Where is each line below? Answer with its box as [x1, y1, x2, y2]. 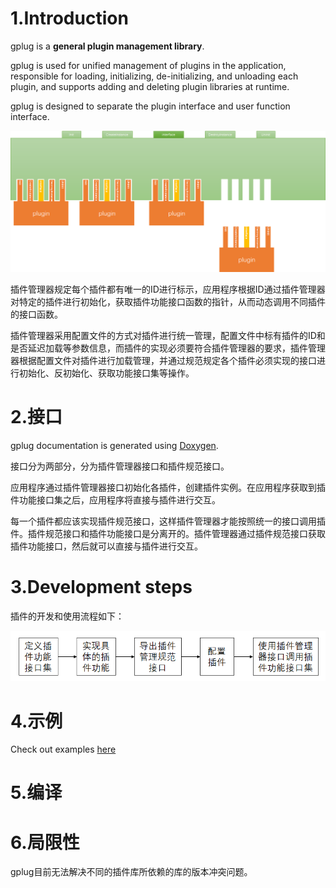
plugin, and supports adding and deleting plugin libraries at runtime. [10, 80, 290, 92]
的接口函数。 [10, 308, 63, 320]
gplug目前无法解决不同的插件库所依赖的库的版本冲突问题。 [10, 866, 253, 878]
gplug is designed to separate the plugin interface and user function [10, 100, 291, 112]
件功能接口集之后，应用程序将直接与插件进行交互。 [10, 493, 221, 506]
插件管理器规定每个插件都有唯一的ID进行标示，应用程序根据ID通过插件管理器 [10, 283, 326, 295]
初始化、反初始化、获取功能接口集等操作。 [18, 367, 195, 379]
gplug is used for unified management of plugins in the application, [10, 59, 287, 71]
